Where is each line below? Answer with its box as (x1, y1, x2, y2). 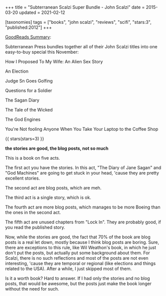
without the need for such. (5, 286, 60, 292)
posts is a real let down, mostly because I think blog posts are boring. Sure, (5, 239, 159, 245)
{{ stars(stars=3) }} (5, 136, 44, 141)
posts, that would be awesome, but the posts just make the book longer (5, 281, 152, 287)
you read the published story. (5, 224, 66, 230)
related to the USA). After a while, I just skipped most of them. (5, 266, 132, 272)
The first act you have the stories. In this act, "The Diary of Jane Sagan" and (5, 165, 162, 171)
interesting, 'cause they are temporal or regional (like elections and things (5, 261, 156, 266)
